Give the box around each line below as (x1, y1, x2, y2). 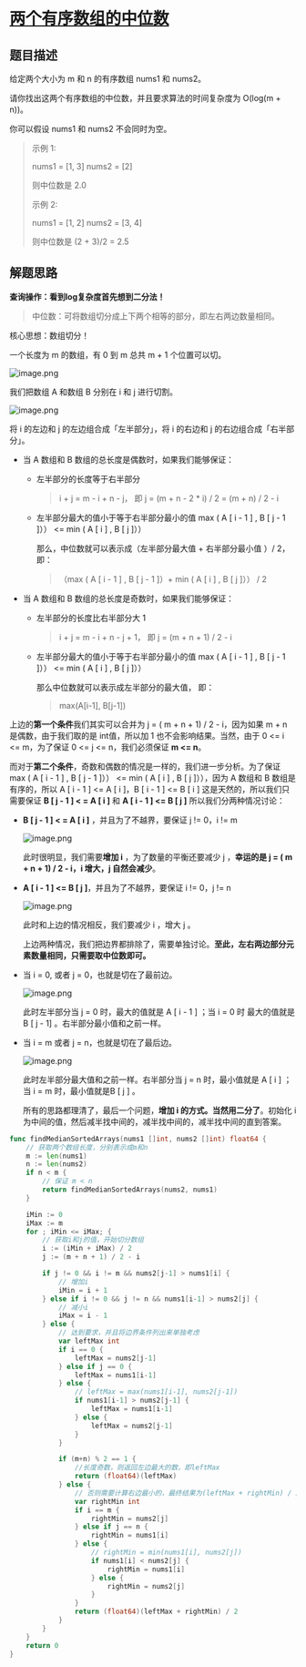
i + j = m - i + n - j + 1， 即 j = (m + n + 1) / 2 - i (58, 631, 232, 642)
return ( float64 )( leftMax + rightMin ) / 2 (74, 1607, 239, 1617)
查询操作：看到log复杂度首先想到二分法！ (9, 291, 166, 302)
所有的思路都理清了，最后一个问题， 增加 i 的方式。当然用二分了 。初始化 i (22, 1104, 297, 1116)
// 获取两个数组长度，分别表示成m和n (25, 1142, 148, 1152)
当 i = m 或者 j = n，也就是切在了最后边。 (22, 1037, 178, 1048)
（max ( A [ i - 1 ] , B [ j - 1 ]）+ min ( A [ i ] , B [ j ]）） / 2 (58, 573, 267, 584)
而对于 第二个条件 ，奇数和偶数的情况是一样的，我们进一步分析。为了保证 (9, 761, 280, 772)
